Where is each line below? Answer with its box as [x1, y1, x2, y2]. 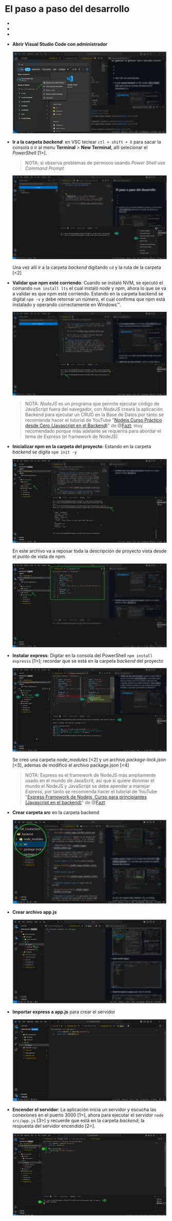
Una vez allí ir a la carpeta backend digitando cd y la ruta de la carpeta [12, 264, 161, 271]
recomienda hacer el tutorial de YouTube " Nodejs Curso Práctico [25, 417, 162, 423]
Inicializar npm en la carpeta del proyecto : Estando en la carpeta [12, 444, 151, 450]
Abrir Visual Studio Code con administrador [12, 41, 108, 47]
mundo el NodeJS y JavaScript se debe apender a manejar [25, 783, 150, 789]
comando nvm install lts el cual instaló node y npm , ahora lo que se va [12, 285, 166, 291]
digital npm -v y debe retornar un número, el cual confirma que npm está [12, 296, 165, 303]
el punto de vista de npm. [12, 553, 66, 559]
